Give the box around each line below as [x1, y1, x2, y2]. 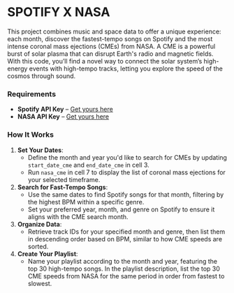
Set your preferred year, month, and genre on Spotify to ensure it [27, 205, 215, 213]
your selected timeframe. [27, 175, 101, 183]
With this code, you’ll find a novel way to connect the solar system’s [7, 57, 203, 65]
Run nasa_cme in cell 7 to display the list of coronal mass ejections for [27, 168, 226, 176]
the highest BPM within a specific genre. [27, 197, 145, 206]
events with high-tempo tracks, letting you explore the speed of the [29, 64, 224, 73]
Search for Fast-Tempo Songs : [17, 183, 108, 191]
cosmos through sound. [7, 71, 76, 80]
